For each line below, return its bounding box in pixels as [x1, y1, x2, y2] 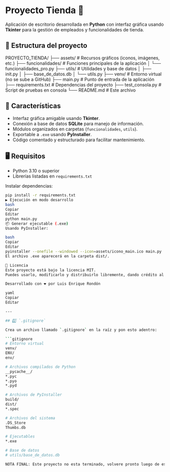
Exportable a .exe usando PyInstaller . [12, 131, 92, 137]
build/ [5, 397, 19, 402]
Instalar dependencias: [5, 183, 53, 189]
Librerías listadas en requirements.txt [12, 173, 93, 179]
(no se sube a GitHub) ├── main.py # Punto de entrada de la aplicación [5, 76, 154, 82]
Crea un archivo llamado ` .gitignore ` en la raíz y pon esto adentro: [5, 327, 157, 332]
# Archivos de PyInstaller [5, 392, 62, 398]
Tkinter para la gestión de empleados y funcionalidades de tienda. [5, 26, 144, 32]
